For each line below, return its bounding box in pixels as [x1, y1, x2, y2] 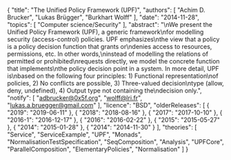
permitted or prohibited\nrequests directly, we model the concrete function [7, 57, 220, 65]
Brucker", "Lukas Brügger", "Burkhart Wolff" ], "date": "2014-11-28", [7, 13, 200, 21]
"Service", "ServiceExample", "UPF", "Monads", [7, 130, 143, 139]
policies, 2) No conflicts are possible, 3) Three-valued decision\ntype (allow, [7, 79, 224, 87]
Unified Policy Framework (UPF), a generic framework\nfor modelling [7, 28, 204, 36]
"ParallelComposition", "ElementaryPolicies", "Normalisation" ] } [7, 145, 189, 153]
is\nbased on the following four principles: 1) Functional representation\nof [7, 72, 219, 80]
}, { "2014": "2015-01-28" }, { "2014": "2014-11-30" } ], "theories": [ [7, 123, 197, 131]
